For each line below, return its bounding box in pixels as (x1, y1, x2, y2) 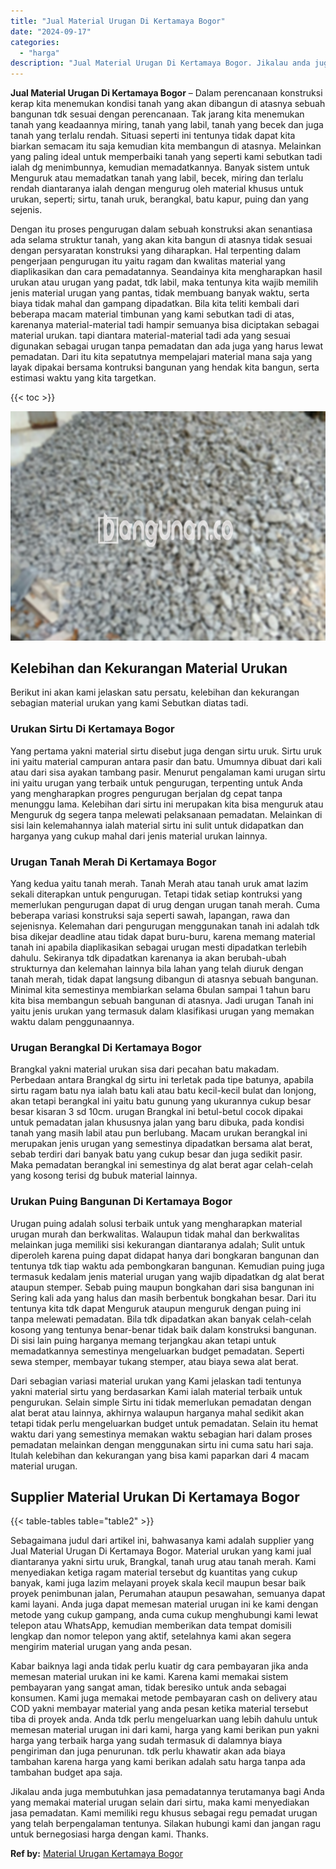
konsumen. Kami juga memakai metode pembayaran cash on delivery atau (10, 1692, 318, 1704)
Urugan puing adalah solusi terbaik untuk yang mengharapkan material (10, 1217, 303, 1229)
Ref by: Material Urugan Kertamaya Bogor (10, 1848, 183, 1860)
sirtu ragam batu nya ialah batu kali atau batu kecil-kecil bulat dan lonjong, (10, 1085, 317, 1097)
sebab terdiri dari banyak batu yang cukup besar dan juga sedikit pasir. (10, 1148, 303, 1160)
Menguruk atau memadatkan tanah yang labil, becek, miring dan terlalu (10, 172, 304, 184)
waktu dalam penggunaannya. (10, 1016, 135, 1028)
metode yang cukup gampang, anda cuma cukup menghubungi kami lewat (10, 1609, 319, 1621)
